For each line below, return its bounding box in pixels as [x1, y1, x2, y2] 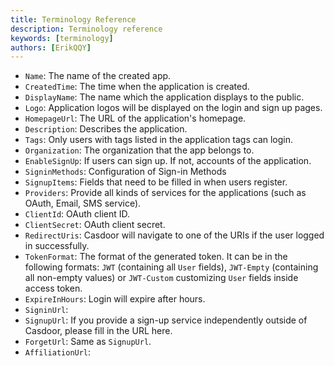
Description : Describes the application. [24, 123, 188, 135]
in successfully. [24, 240, 90, 252]
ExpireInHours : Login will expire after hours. [24, 293, 206, 305]
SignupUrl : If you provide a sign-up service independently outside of [24, 314, 308, 326]
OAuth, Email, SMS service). [24, 197, 142, 210]
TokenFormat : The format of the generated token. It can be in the [24, 251, 288, 263]
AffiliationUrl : [24, 346, 92, 358]
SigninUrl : [24, 304, 69, 316]
